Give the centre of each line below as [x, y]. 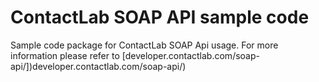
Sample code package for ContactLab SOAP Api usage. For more [144, 45]
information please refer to [65, 55]
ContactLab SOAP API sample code [160, 17]
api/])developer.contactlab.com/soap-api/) [98, 66]
